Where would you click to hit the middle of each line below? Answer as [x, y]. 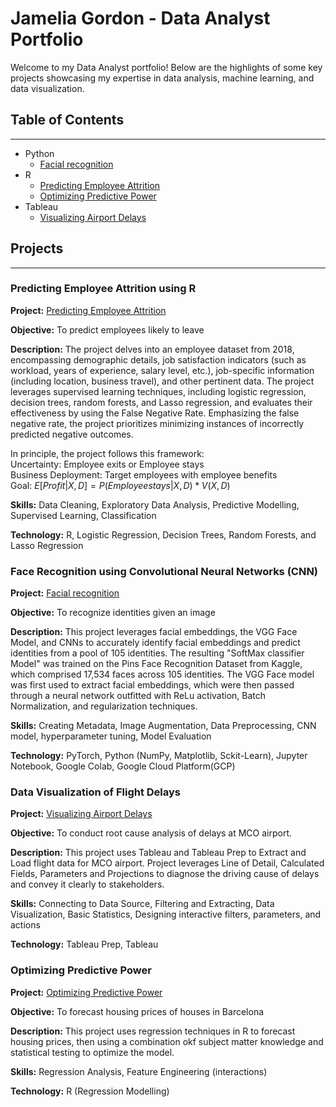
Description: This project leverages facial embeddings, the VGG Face [154, 632]
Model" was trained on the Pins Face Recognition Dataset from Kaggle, [156, 664]
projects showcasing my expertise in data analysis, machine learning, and [162, 78]
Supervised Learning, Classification [83, 515]
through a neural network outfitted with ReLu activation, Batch [138, 696]
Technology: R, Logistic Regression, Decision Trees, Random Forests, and [163, 534]
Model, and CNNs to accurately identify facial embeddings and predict [155, 643]
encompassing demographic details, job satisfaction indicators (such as [158, 359]
